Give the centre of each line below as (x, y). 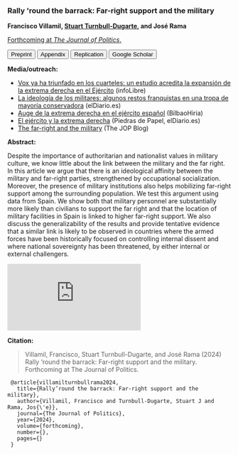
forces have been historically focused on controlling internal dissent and (113, 239)
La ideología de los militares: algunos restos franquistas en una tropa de (123, 98)
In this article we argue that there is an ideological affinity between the (110, 171)
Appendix (53, 54)
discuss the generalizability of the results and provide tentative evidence (114, 224)
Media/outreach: (33, 69)
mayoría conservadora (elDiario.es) (69, 106)
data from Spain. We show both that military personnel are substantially (112, 201)
